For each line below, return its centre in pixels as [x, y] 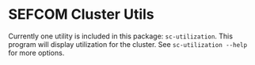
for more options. [36, 52]
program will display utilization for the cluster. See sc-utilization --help [128, 44]
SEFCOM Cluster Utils [81, 14]
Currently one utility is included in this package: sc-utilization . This [121, 36]
